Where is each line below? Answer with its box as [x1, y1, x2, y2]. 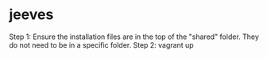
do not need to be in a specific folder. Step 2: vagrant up [9, 40, 194, 49]
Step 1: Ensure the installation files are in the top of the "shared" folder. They [9, 32, 259, 41]
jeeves [9, 6, 54, 24]
